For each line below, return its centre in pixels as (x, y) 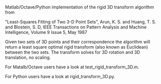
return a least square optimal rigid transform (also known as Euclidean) (77, 47)
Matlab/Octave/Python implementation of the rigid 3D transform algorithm (80, 7)
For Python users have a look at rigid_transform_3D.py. (60, 76)
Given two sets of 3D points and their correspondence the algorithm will (78, 42)
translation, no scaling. (28, 57)
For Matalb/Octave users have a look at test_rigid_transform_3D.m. (72, 67)
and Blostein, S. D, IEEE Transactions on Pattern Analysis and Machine (76, 27)
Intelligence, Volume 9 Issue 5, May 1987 (46, 32)
